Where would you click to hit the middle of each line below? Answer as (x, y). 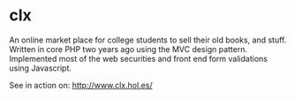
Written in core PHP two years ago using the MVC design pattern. (128, 49)
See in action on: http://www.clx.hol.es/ (81, 85)
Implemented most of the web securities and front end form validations (138, 58)
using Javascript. (41, 68)
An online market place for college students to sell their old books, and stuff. (148, 40)
